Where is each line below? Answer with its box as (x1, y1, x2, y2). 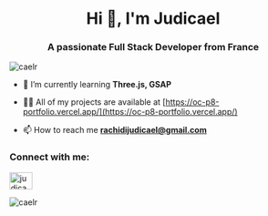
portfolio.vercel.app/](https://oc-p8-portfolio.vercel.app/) (22, 107, 239, 118)
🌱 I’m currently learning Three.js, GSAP (22, 79, 171, 90)
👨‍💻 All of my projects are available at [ (22, 97, 166, 108)
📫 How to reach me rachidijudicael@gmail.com (22, 125, 207, 136)
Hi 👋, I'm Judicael (86, 8, 221, 29)
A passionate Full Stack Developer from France (46, 41, 260, 54)
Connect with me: (9, 150, 90, 163)
